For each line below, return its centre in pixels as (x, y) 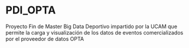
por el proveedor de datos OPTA (45, 39)
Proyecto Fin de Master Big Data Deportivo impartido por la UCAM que (92, 26)
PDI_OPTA (31, 10)
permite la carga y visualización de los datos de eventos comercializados (94, 32)
